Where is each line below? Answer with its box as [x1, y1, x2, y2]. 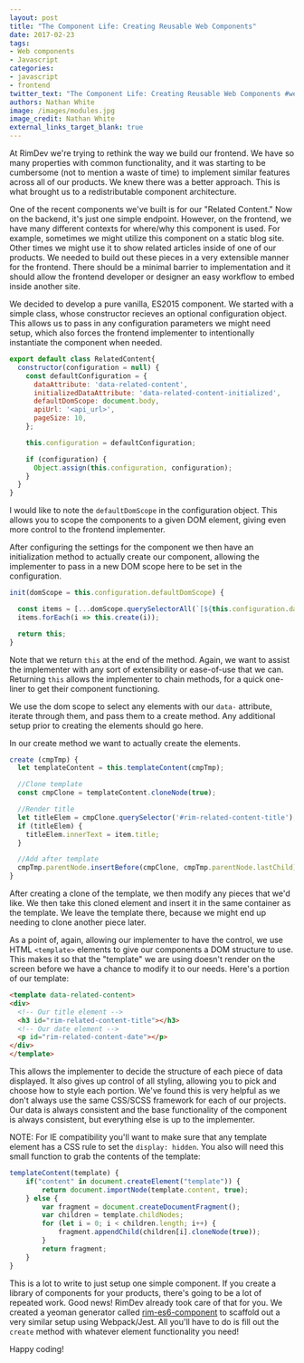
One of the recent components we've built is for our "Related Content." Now [9, 204, 292, 214]
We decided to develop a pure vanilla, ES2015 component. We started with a [9, 298, 294, 309]
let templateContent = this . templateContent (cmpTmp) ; [17, 764, 224, 773]
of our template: [9, 973, 70, 984]
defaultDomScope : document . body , [33, 396, 160, 406]
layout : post [9, 13, 59, 23]
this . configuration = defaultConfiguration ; [25, 438, 196, 447]
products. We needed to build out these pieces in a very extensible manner [9, 252, 290, 263]
